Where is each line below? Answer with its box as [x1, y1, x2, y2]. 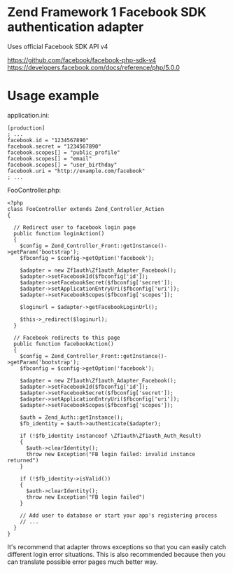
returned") [7, 457, 39, 464]
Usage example [7, 88, 99, 104]
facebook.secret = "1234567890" [7, 143, 101, 150]
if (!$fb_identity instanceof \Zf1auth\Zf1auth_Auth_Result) [20, 432, 202, 439]
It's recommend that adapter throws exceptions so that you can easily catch [7, 542, 227, 551]
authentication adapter [7, 19, 144, 35]
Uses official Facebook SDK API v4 [7, 42, 108, 50]
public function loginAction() [13, 230, 105, 237]
